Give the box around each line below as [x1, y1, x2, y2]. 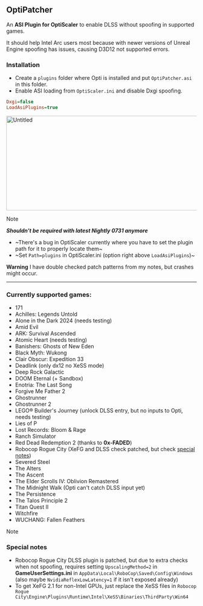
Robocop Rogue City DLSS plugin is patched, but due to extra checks [14, 556, 188, 564]
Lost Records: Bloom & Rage [14, 426, 86, 434]
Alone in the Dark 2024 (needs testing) [14, 317, 112, 324]
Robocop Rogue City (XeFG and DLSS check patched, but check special [14, 446, 195, 453]
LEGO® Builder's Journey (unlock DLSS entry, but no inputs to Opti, [14, 407, 183, 414]
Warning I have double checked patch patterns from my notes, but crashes [6, 263, 194, 270]
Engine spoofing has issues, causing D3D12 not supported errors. [6, 45, 170, 53]
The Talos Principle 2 [14, 497, 68, 504]
